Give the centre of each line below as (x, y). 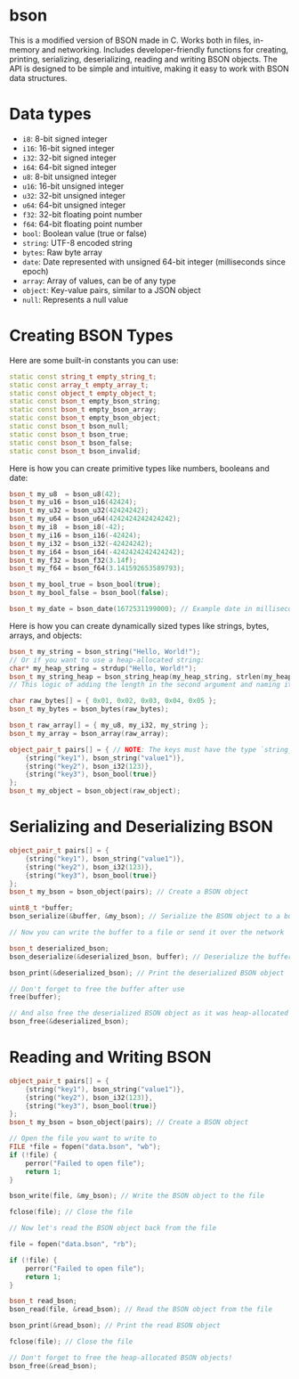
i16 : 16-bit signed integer (69, 148)
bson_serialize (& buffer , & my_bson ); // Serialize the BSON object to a (145, 917)
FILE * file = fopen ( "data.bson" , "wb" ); (85, 1147)
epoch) (35, 271)
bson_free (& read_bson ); (53, 1366)
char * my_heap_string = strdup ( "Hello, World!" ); (103, 668)
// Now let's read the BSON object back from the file (113, 1228)
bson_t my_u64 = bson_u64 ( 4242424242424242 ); (95, 519)
